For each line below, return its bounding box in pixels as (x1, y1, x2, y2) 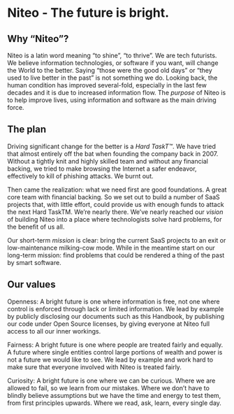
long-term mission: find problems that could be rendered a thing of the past (7, 250, 225, 259)
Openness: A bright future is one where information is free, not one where (7, 297, 220, 306)
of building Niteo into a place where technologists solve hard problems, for (7, 215, 222, 223)
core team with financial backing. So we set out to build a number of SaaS (7, 192, 220, 201)
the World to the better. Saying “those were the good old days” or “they (7, 66, 213, 74)
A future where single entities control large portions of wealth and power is (7, 348, 223, 356)
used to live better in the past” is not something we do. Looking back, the (7, 73, 218, 82)
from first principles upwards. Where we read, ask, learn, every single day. (7, 399, 222, 407)
